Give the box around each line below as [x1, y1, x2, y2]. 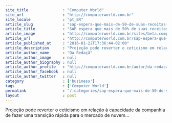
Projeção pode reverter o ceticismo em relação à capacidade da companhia [5, 107, 165, 113]
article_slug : [5, 21, 66, 27]
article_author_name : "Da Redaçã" [5, 50, 93, 55]
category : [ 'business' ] [5, 79, 95, 84]
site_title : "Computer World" [5, 7, 104, 13]
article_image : [5, 31, 66, 36]
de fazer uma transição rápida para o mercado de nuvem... [5, 112, 130, 118]
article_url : [5, 36, 66, 41]
